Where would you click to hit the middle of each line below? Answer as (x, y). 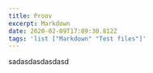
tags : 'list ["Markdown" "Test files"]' (78, 39)
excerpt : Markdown (39, 24)
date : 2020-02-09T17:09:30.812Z (63, 31)
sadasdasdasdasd (39, 62)
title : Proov (30, 16)
